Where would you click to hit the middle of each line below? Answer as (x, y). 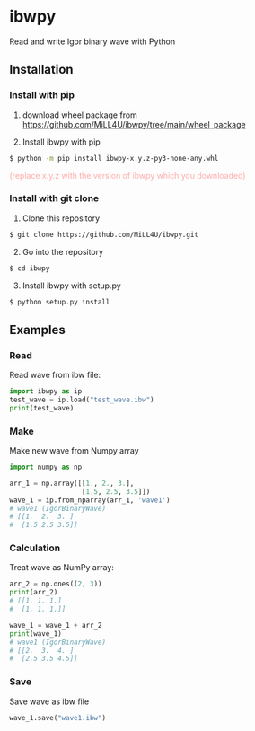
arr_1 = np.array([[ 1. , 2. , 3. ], (72, 483)
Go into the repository (63, 251)
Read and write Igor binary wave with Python (92, 41)
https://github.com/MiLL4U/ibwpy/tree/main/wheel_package (134, 124)
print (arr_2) (34, 593)
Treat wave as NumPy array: (62, 568)
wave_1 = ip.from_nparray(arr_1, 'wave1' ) (90, 500)
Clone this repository (61, 218)
